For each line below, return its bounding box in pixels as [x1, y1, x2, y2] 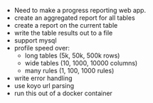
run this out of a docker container [14, 89, 112, 97]
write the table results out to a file [14, 28, 113, 37]
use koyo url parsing [14, 82, 75, 90]
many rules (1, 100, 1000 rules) [24, 67, 115, 75]
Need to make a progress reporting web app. [14, 6, 147, 14]
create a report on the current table [14, 21, 118, 29]
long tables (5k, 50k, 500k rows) [24, 51, 120, 60]
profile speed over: [14, 44, 70, 52]
